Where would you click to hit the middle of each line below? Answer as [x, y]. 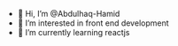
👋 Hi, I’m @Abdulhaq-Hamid [69, 14]
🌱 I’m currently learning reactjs [74, 32]
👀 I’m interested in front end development [93, 23]
